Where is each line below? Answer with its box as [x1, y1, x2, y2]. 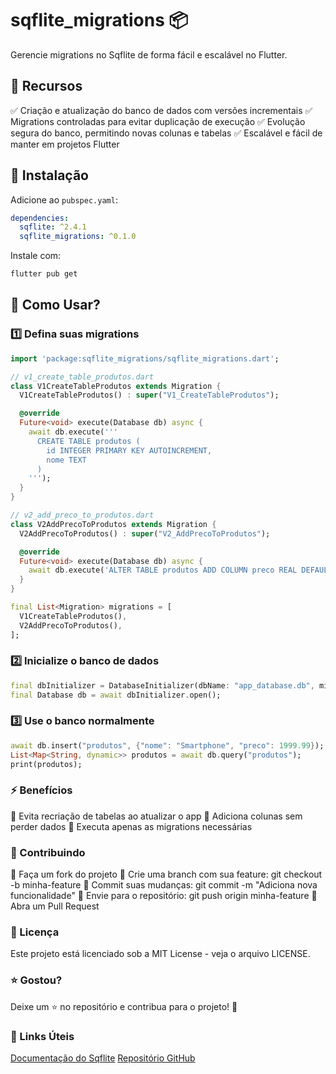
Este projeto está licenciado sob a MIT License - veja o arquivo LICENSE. [10, 948, 311, 960]
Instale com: [10, 250, 62, 262]
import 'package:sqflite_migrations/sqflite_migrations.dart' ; [10, 353, 280, 364]
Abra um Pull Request [10, 900, 100, 912]
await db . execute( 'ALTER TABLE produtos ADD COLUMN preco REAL [28, 565, 298, 576]
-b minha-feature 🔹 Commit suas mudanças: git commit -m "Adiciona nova [10, 879, 318, 891]
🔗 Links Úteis [10, 1029, 75, 1043]
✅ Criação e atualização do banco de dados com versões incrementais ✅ [10, 104, 313, 116]
